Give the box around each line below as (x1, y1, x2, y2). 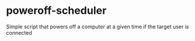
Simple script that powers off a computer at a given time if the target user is (6, 23, 189, 30)
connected (6, 29, 32, 36)
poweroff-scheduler (6, 4, 107, 17)
